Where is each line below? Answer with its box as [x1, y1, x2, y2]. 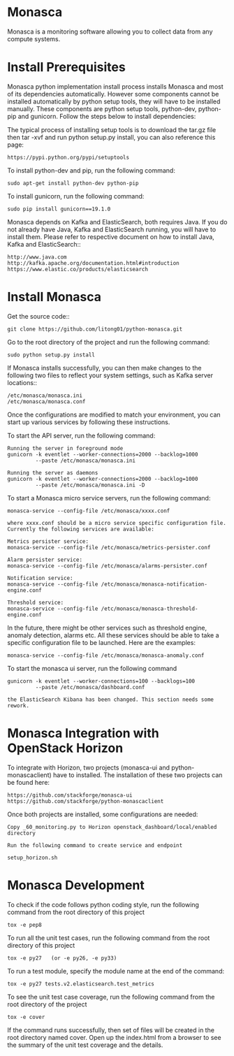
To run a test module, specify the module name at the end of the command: [7, 967, 225, 975]
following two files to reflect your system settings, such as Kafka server [7, 371, 214, 379]
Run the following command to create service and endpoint [7, 841, 183, 849]
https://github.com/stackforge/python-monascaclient [7, 797, 164, 804]
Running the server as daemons [7, 469, 98, 476]
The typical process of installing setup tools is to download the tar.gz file [7, 125, 217, 133]
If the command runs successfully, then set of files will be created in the [7, 1025, 215, 1034]
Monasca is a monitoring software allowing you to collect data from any [7, 27, 213, 36]
